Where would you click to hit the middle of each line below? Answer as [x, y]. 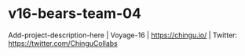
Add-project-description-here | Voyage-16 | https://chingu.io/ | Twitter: [123, 35]
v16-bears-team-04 [75, 14]
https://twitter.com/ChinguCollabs [63, 43]
